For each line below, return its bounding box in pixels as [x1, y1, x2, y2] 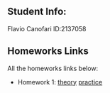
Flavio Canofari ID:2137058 [7, 24, 87, 33]
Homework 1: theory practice [17, 77, 103, 86]
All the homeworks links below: [7, 64, 99, 72]
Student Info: [7, 6, 67, 18]
